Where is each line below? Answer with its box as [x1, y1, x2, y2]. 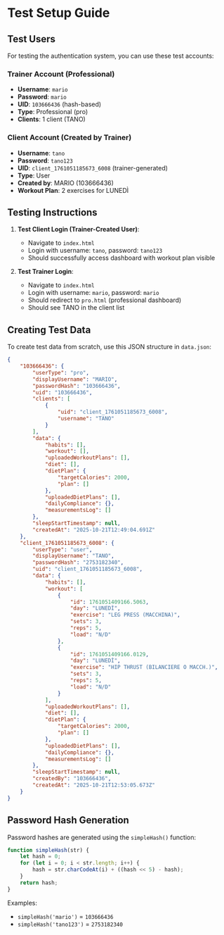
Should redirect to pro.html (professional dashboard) [27, 296, 182, 304]
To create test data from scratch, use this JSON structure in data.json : [7, 343, 212, 351]
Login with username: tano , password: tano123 [27, 246, 163, 255]
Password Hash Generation [7, 815, 130, 827]
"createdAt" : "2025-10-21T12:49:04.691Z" [32, 526, 156, 533]
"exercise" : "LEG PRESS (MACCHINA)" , [70, 611, 180, 619]
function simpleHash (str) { [7, 846, 90, 853]
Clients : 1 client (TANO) [17, 115, 86, 124]
